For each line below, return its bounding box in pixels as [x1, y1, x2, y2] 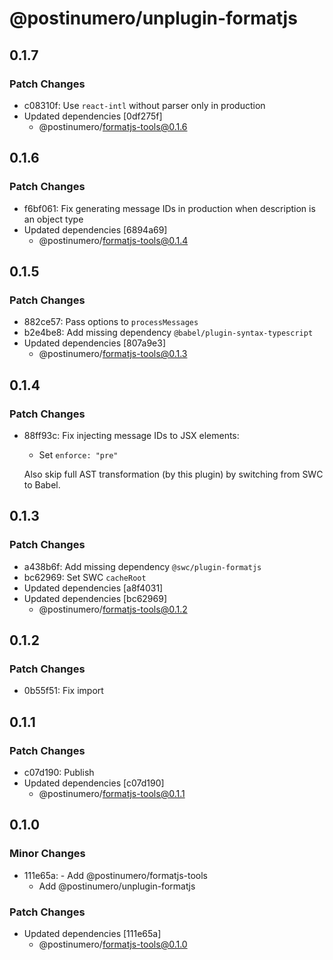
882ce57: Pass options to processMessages [23, 316, 199, 328]
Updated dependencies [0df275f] [23, 110, 163, 122]
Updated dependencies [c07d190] [23, 777, 165, 789]
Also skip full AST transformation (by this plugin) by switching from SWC [23, 468, 324, 480]
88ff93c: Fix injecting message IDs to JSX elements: [23, 429, 240, 441]
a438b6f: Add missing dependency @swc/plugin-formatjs [23, 560, 262, 572]
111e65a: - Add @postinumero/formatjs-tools [23, 869, 209, 881]
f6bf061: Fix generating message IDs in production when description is [23, 202, 316, 214]
